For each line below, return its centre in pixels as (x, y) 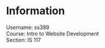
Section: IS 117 (24, 40)
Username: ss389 (28, 27)
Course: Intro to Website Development (52, 33)
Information (35, 11)
